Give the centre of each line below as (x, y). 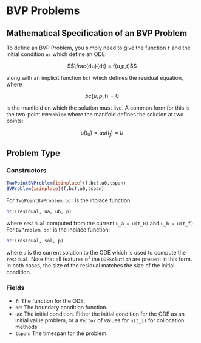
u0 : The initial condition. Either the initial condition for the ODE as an (100, 314)
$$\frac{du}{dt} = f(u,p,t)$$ (102, 66)
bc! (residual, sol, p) (35, 241)
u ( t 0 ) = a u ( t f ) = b (102, 133)
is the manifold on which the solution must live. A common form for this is (98, 108)
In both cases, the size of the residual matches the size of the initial (90, 265)
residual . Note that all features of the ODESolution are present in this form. (99, 259)
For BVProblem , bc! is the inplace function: (58, 230)
